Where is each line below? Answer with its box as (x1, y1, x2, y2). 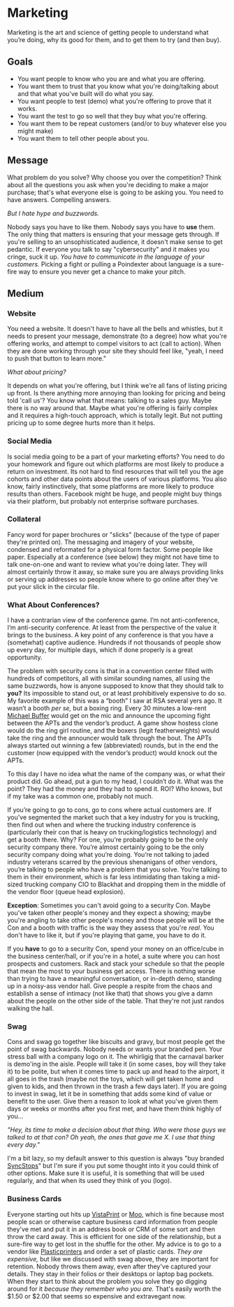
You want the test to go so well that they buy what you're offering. (17, 111, 207, 120)
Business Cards (7, 1194, 62, 1204)
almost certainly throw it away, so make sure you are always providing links (7, 567, 224, 576)
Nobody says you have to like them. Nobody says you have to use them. (7, 222, 216, 231)
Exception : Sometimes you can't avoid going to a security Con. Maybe (7, 901, 211, 909)
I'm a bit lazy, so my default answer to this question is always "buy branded (7, 1154, 225, 1163)
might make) (17, 126, 54, 135)
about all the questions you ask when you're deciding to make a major (7, 180, 209, 189)
